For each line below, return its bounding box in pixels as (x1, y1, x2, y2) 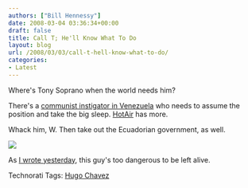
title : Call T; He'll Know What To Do (8, 33, 137, 42)
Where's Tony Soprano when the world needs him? (8, 85, 176, 95)
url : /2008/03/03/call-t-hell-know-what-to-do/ (8, 49, 169, 57)
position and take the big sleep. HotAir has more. (8, 109, 169, 119)
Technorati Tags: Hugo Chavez (8, 170, 110, 180)
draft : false (8, 26, 52, 34)
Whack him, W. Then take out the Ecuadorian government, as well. (8, 124, 226, 134)
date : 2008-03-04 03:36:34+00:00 (8, 19, 119, 27)
